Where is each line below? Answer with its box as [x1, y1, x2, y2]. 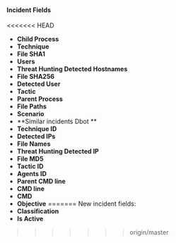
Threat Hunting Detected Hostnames [16, 65, 128, 73]
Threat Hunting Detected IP [16, 147, 100, 156]
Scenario [16, 110, 45, 118]
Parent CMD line [16, 177, 66, 186]
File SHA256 [16, 73, 54, 81]
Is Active [16, 215, 44, 223]
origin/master [129, 228, 169, 237]
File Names [16, 139, 51, 148]
